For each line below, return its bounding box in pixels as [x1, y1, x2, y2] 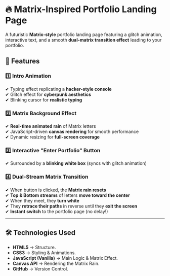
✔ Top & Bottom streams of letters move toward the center [5, 192, 130, 198]
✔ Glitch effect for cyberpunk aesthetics [5, 91, 91, 97]
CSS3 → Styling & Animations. [12, 250, 76, 256]
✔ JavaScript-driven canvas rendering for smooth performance [5, 128, 139, 134]
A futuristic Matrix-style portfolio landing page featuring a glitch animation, [5, 31, 163, 38]
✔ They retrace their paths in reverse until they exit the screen [5, 203, 138, 209]
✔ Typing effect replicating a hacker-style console [5, 86, 112, 92]
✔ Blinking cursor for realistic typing [5, 96, 82, 102]
